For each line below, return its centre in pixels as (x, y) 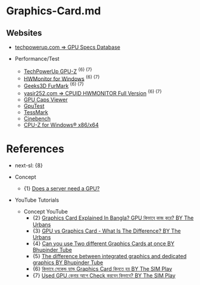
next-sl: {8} (29, 165)
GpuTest (34, 106)
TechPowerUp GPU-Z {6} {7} (58, 71)
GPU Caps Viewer (46, 99)
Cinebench (37, 118)
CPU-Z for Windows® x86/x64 (61, 125)
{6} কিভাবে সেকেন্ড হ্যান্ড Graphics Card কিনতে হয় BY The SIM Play (102, 268)
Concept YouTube (46, 211)
